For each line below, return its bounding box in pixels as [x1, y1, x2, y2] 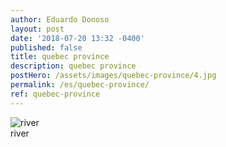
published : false [10, 42, 83, 53]
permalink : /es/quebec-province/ [10, 80, 150, 90]
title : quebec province [10, 52, 110, 62]
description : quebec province [10, 61, 137, 71]
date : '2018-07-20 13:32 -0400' [10, 33, 145, 43]
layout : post [10, 24, 65, 34]
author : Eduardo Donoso [10, 14, 110, 25]
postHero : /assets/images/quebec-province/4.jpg [10, 71, 217, 81]
